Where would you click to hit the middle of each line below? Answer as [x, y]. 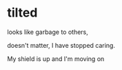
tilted [22, 13]
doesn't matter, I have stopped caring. [61, 45]
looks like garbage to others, [48, 32]
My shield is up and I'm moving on [56, 59]
